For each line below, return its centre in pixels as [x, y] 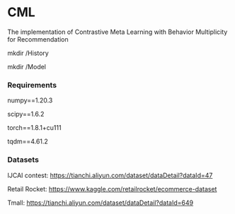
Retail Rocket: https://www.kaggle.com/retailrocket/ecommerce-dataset [112, 189]
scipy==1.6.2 [26, 114]
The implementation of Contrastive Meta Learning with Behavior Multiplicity [117, 32]
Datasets [23, 160]
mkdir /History [28, 53]
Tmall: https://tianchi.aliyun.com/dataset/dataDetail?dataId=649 [100, 203]
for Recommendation [38, 39]
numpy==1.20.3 [30, 100]
